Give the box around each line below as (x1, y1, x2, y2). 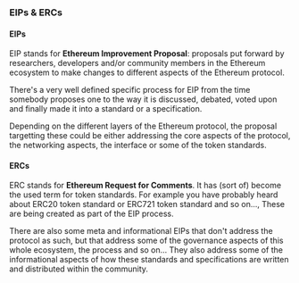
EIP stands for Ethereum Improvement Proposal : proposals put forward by (9, 48, 285, 59)
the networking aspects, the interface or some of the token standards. (9, 140, 267, 151)
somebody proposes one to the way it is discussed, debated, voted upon (9, 94, 278, 104)
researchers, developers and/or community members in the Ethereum (9, 58, 266, 69)
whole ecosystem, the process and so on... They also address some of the (9, 245, 284, 255)
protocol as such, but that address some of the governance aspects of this (9, 235, 284, 246)
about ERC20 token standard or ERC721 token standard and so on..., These (9, 199, 286, 210)
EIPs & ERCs (9, 6, 62, 19)
